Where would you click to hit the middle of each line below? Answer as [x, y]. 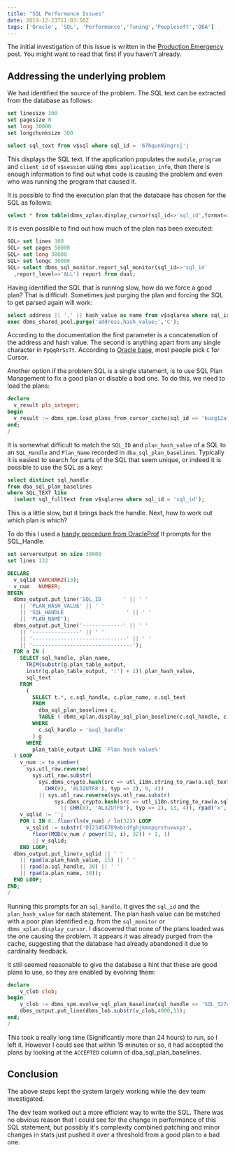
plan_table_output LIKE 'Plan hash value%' [97, 750]
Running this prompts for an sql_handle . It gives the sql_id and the [104, 906]
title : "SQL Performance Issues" [56, 14]
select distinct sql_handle [48, 480]
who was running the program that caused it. [72, 181]
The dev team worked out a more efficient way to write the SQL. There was [115, 1112]
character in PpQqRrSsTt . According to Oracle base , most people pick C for [114, 350]
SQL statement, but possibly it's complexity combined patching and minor [114, 1127]
